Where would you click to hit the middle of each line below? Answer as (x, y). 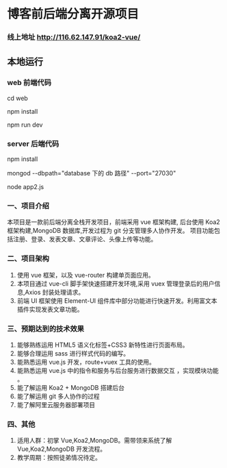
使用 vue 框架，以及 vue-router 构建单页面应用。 (86, 275)
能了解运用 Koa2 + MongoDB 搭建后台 (71, 387)
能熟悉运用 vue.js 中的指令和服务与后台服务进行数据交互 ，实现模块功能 (118, 370)
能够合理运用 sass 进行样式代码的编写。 (73, 353)
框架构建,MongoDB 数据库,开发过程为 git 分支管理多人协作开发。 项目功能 (110, 231)
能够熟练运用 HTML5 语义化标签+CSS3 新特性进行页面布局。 (103, 345)
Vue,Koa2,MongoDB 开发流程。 (62, 449)
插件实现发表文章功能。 (50, 309)
